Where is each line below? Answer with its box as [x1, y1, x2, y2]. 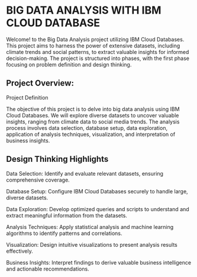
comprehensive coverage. [6, 176, 70, 183]
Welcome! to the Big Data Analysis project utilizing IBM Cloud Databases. [6, 36, 185, 43]
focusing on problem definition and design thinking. [6, 61, 132, 68]
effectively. [6, 247, 34, 254]
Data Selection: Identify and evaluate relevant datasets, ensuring [6, 170, 164, 177]
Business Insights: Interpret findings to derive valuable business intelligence [6, 259, 191, 266]
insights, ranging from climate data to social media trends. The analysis [6, 118, 180, 125]
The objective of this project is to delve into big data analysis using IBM [6, 105, 180, 113]
